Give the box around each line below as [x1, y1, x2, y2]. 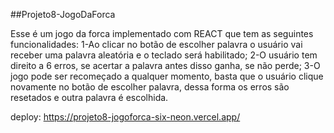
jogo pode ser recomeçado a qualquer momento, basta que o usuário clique [10, 70, 324, 82]
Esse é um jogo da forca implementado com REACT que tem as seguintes [10, 28, 314, 39]
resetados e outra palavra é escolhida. [10, 92, 169, 103]
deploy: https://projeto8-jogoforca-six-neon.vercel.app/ [10, 111, 241, 123]
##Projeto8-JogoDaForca [10, 9, 116, 20]
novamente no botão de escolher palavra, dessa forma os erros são [10, 81, 290, 93]
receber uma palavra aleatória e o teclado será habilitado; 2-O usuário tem [10, 49, 318, 61]
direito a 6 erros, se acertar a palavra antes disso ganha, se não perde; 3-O [10, 60, 321, 71]
